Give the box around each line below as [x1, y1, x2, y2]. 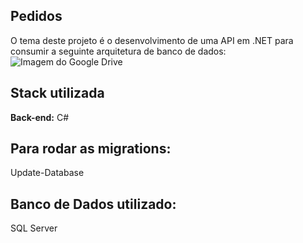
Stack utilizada [10, 85, 105, 102]
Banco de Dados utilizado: [10, 195, 177, 213]
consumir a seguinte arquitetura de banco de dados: [10, 45, 227, 57]
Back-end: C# [10, 111, 70, 123]
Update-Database [10, 167, 85, 179]
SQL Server [10, 222, 58, 234]
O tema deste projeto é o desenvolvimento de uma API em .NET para [10, 34, 294, 46]
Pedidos [10, 8, 63, 25]
